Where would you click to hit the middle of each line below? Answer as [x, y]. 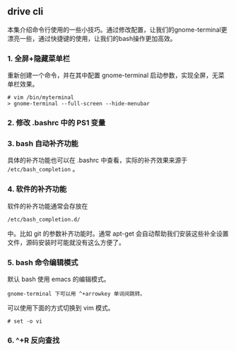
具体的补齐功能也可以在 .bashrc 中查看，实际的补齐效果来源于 [98, 160]
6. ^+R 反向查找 [34, 340]
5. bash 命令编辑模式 [43, 263]
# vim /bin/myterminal [41, 98]
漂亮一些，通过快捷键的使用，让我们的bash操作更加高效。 [92, 38]
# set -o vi [25, 321]
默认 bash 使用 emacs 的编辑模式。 [59, 279]
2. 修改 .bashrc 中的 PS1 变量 [57, 123]
